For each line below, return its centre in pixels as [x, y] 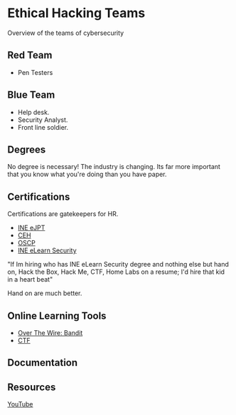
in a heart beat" [30, 280]
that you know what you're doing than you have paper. [87, 174]
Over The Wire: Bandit [50, 333]
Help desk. [33, 112]
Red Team [30, 55]
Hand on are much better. [45, 293]
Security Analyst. [43, 120]
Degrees [27, 149]
